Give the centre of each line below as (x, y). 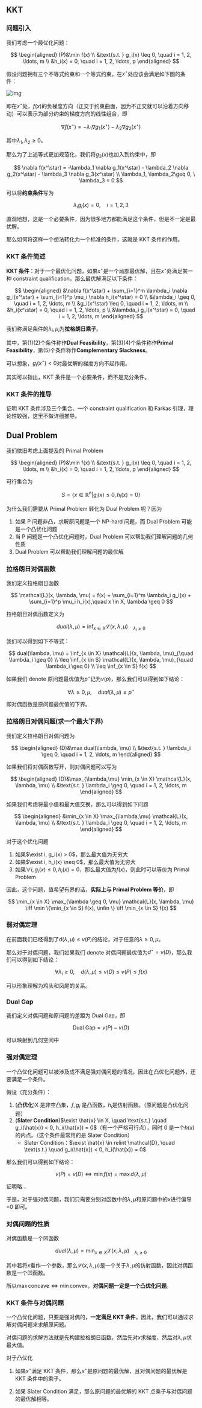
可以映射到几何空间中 (32, 1040)
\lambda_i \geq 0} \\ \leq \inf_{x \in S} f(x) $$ (101, 666)
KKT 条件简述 (26, 256)
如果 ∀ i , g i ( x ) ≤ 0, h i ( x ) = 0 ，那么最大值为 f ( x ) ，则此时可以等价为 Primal (102, 870)
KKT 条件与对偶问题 (35, 1302)
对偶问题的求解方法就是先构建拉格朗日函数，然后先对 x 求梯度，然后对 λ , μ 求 (99, 1337)
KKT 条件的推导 (29, 394)
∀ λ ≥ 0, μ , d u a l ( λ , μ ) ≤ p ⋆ (101, 691)
